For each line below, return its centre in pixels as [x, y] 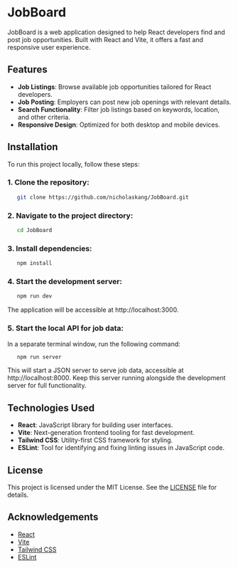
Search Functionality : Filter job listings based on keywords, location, [119, 109]
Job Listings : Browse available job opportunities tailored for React [114, 87]
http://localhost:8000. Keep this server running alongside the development [117, 378]
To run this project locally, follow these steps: [74, 164]
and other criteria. [44, 117]
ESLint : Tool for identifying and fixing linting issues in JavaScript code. [121, 448]
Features [27, 69]
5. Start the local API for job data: [66, 328]
